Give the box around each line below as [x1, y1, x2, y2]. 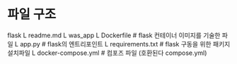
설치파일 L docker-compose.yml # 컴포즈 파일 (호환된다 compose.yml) [7, 49, 207, 57]
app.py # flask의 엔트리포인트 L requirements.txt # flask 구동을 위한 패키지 [20, 39, 231, 48]
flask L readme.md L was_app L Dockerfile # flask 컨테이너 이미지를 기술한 [7, 31, 221, 39]
